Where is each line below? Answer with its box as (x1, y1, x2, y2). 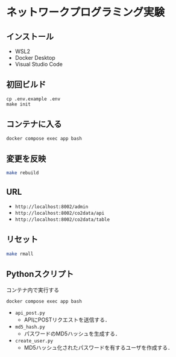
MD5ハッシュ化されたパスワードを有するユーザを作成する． (24, 344, 174, 352)
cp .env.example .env (6, 96, 61, 102)
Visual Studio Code (14, 61, 63, 68)
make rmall (6, 251, 34, 257)
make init (6, 101, 31, 107)
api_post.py (14, 310, 45, 317)
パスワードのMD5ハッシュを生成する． (24, 330, 121, 338)
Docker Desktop (14, 54, 55, 61)
